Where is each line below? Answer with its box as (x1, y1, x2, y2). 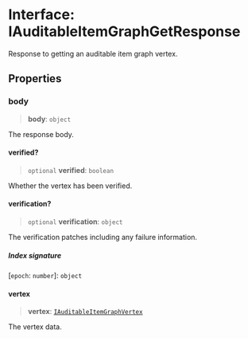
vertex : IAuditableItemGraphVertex (27, 307, 143, 316)
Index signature (8, 250, 62, 260)
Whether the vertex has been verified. (8, 181, 133, 191)
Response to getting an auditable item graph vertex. (8, 49, 178, 58)
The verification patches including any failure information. (8, 233, 197, 242)
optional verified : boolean (27, 165, 114, 175)
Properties (8, 72, 62, 85)
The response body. (8, 129, 74, 139)
